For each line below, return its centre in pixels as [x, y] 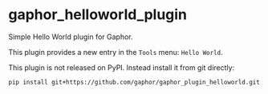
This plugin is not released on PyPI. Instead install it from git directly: [122, 67]
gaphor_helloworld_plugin [97, 15]
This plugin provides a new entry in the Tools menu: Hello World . [116, 52]
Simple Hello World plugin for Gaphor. [71, 37]
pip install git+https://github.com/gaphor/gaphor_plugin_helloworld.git [134, 82]
